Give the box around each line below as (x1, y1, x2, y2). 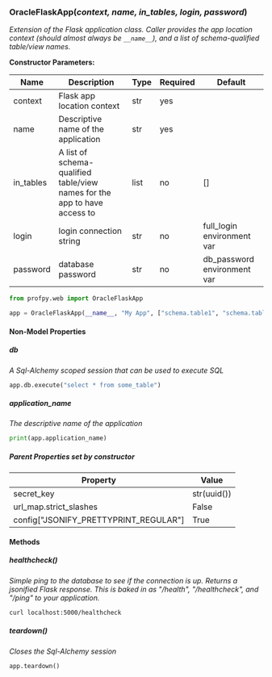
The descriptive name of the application (9, 419, 143, 428)
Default (216, 77, 246, 88)
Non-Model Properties (9, 326, 86, 336)
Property (81, 474, 116, 486)
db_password (203, 253, 255, 265)
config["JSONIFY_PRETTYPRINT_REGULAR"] (13, 515, 185, 526)
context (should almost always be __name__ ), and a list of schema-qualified (9, 33, 260, 43)
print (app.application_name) (9, 434, 107, 442)
